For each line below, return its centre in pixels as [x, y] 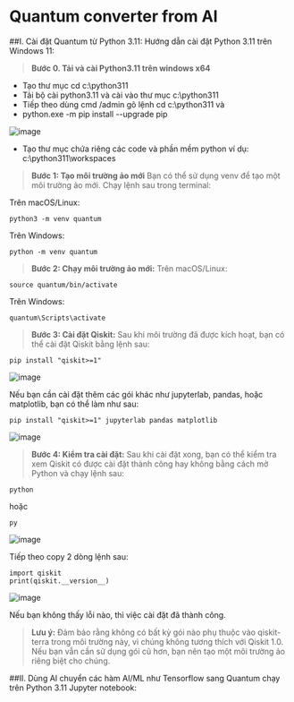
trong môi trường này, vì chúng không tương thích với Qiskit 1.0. [167, 641]
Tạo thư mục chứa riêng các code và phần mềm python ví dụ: [135, 149]
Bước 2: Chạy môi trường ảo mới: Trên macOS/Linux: [129, 268]
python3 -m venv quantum [55, 218]
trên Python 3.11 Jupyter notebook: [73, 688]
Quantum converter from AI [113, 17]
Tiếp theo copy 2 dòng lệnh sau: [69, 556]
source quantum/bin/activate [63, 285]
